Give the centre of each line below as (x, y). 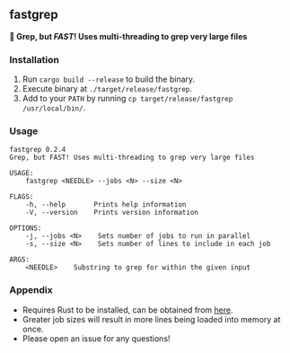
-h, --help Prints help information (106, 205)
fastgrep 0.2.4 (38, 150)
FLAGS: (22, 197)
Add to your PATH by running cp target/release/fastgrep (127, 99)
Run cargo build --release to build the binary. (109, 79)
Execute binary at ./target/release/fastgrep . (107, 89)
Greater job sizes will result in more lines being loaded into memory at (151, 319)
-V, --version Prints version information (112, 213)
